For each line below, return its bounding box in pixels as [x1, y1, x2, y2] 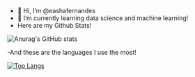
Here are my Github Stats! [17, 22, 92, 29]
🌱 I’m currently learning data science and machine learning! [17, 14, 189, 22]
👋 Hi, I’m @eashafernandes [17, 7, 96, 15]
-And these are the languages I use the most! [7, 49, 137, 56]
